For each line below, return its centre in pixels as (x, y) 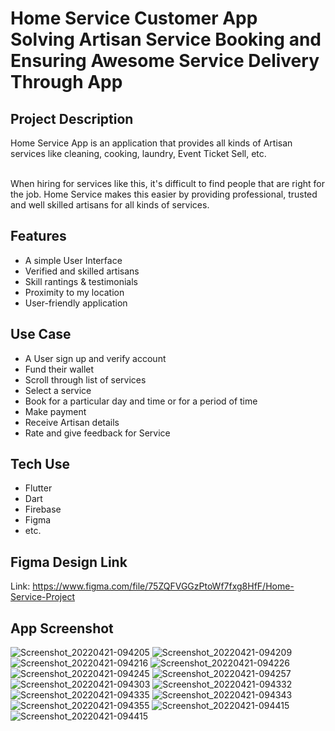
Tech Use (40, 464)
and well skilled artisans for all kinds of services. (110, 205)
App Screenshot (62, 628)
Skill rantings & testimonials (81, 281)
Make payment (55, 411)
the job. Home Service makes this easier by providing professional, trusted (164, 194)
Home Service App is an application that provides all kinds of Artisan (151, 143)
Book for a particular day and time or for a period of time (141, 401)
